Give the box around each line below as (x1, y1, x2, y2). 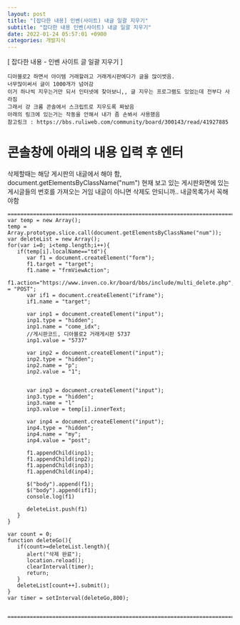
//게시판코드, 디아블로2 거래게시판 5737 (26, 331, 131, 338)
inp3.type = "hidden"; (26, 394, 94, 401)
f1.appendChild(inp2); (26, 456, 94, 463)
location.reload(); (26, 557, 84, 564)
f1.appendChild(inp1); (26, 449, 94, 457)
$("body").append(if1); (26, 487, 98, 494)
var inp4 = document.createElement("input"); (26, 419, 164, 426)
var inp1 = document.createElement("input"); (26, 311, 164, 318)
